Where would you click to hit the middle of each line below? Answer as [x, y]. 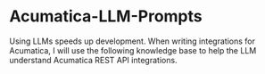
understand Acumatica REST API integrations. [93, 60]
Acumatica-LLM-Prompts [106, 16]
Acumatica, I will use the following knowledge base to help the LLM [133, 50]
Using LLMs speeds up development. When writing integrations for [132, 41]
